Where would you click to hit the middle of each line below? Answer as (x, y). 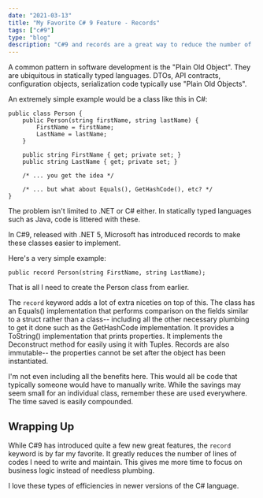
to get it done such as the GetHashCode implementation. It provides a (121, 328)
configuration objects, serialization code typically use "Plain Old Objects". (128, 84)
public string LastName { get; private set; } (100, 162)
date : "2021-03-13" (40, 15)
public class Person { (45, 114)
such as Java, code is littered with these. (74, 219)
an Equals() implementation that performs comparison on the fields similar (128, 311)
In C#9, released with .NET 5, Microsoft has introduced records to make (124, 235)
